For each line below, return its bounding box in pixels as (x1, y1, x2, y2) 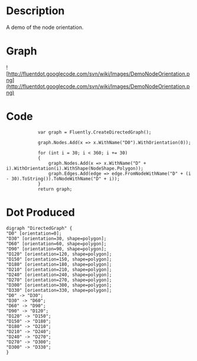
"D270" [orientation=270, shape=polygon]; (6, 277, 112, 283)
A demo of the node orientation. (6, 24, 84, 31)
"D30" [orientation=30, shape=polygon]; (6, 235, 107, 242)
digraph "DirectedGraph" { (6, 225, 73, 231)
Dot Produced (6, 206, 75, 219)
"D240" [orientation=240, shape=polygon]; (6, 272, 112, 278)
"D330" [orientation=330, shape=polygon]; (6, 287, 112, 293)
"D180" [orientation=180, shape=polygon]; (6, 261, 112, 267)
